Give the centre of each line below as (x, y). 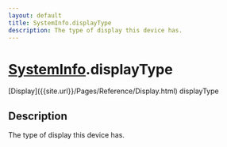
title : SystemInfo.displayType (60, 23)
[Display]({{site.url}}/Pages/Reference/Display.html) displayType (114, 91)
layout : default (35, 15)
